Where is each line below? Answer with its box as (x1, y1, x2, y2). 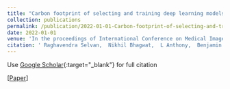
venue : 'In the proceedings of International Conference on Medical (7, 36, 207, 42)
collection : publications (7, 16, 81, 23)
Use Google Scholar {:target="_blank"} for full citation (7, 61, 157, 68)
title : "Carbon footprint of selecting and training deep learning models (7, 10, 225, 17)
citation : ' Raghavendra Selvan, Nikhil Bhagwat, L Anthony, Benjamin (7, 42, 222, 49)
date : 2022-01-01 (7, 29, 57, 36)
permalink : (7, 23, 38, 29)
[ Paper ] (7, 74, 29, 82)
